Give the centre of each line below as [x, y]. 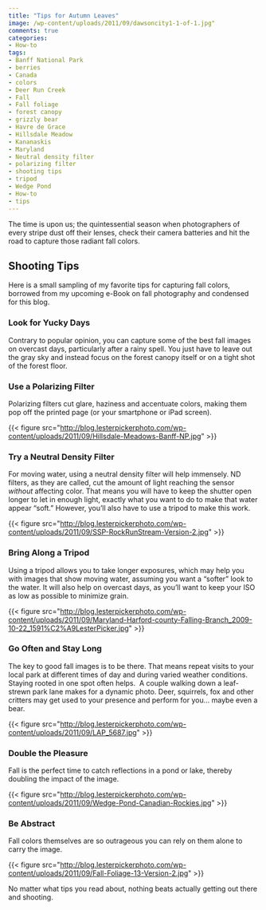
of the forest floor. [38, 366]
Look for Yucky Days [49, 322]
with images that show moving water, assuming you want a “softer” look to [131, 579]
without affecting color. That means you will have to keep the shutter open [130, 491]
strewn [20, 691]
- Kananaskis [30, 142]
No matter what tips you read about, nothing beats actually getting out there [133, 889]
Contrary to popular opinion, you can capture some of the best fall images [130, 340]
